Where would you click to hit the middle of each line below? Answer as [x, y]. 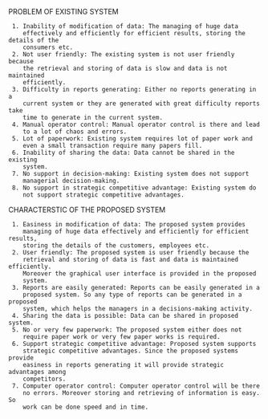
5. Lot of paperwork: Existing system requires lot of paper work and [132, 139]
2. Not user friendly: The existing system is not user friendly [123, 55]
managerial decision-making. [71, 181]
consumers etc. [48, 47]
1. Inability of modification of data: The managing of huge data [125, 26]
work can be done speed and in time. [86, 407]
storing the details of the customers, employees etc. [116, 246]
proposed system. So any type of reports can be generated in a [132, 295]
